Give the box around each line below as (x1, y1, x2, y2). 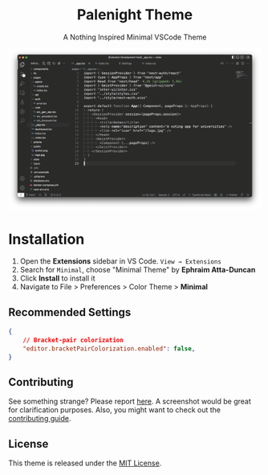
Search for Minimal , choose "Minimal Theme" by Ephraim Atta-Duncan (19, 265, 256, 275)
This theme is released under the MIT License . (8, 458, 162, 468)
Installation (8, 230, 85, 248)
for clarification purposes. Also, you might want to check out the (8, 405, 221, 415)
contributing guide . (8, 414, 71, 424)
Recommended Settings (8, 305, 132, 319)
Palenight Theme (76, 6, 193, 24)
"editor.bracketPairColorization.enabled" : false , (22, 344, 196, 353)
